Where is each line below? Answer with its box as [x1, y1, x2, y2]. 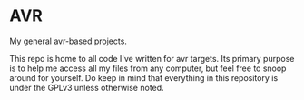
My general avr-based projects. [9, 35, 127, 46]
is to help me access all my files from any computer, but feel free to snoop [9, 63, 287, 74]
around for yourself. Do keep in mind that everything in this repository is [9, 72, 279, 83]
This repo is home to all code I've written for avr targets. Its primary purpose [9, 53, 295, 64]
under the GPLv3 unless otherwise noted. [9, 82, 165, 93]
